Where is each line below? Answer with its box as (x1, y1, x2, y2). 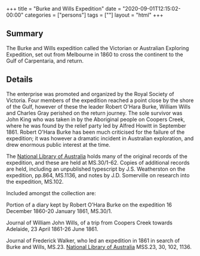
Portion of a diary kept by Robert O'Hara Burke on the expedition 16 (6, 201, 172, 208)
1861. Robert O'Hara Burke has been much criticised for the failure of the (6, 128, 185, 135)
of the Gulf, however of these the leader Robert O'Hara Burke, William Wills (6, 103, 191, 110)
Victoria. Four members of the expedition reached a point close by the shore (6, 97, 194, 104)
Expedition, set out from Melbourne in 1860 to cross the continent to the (6, 51, 183, 58)
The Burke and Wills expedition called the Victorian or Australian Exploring (6, 44, 189, 51)
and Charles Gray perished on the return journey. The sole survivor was (6, 109, 183, 116)
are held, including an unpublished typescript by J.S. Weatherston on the (6, 165, 186, 172)
